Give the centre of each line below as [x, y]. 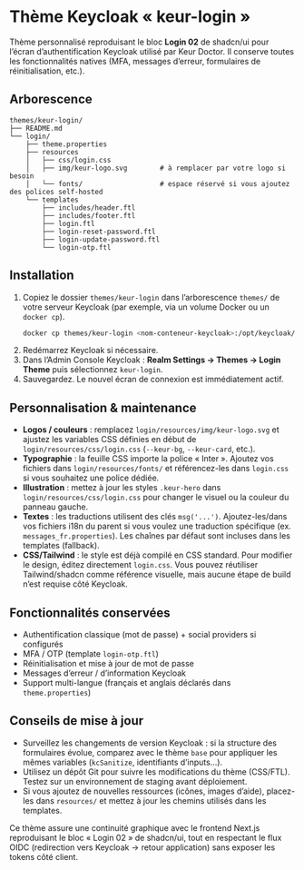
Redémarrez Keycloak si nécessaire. [90, 351]
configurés [43, 644]
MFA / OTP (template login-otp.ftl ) [90, 654]
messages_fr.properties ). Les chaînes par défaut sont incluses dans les [156, 536]
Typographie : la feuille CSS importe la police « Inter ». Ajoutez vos [148, 459]
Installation [42, 276]
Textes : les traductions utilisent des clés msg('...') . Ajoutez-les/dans [155, 517]
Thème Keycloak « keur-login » [130, 17]
